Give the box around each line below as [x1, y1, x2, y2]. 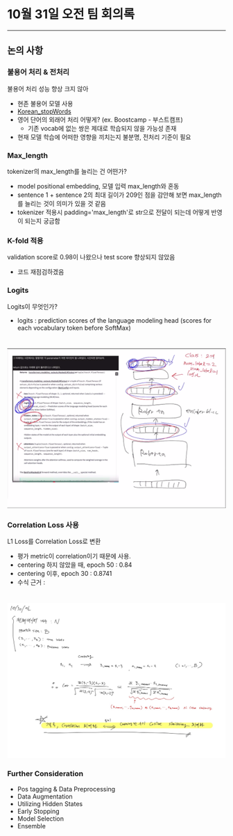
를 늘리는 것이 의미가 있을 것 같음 [17, 199, 106, 207]
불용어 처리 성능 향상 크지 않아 [7, 84, 89, 93]
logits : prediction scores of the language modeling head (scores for [17, 316, 212, 324]
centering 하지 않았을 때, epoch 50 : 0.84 [17, 561, 132, 569]
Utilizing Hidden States [17, 799, 83, 807]
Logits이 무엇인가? [7, 302, 58, 310]
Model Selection [17, 814, 64, 823]
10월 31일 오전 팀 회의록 [7, 6, 135, 22]
